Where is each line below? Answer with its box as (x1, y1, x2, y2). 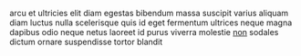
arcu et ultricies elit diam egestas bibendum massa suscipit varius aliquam (9, 8, 289, 18)
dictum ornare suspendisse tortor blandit (9, 36, 163, 47)
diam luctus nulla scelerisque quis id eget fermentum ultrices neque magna (9, 17, 293, 28)
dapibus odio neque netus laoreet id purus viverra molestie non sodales (9, 27, 279, 37)
